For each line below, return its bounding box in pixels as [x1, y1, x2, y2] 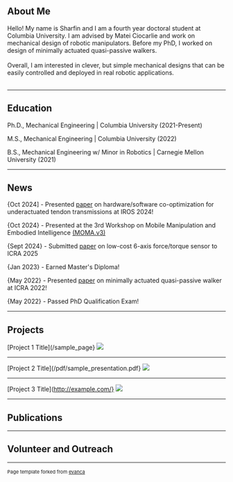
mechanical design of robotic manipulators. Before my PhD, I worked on [7, 38, 213, 47]
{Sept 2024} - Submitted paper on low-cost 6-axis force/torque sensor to [7, 242, 218, 250]
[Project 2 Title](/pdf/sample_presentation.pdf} [7, 364, 141, 373]
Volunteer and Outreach [7, 443, 113, 455]
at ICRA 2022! [7, 284, 47, 292]
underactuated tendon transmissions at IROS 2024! [7, 208, 154, 216]
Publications [7, 412, 63, 424]
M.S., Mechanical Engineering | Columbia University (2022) [7, 134, 177, 143]
